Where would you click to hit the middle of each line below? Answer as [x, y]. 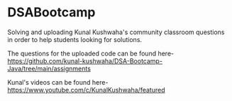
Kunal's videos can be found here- [58, 82]
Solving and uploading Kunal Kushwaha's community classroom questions [116, 32]
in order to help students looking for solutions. [75, 39]
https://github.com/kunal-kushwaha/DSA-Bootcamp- [85, 60]
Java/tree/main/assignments [49, 68]
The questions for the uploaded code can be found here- [91, 53]
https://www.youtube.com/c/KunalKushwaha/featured [86, 90]
